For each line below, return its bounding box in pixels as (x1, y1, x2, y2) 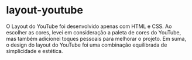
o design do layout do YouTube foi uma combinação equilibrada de (6, 41, 167, 48)
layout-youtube (6, 3, 84, 17)
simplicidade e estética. (6, 47, 63, 54)
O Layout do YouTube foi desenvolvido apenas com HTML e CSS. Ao (6, 23, 172, 30)
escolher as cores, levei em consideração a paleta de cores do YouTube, (6, 29, 181, 36)
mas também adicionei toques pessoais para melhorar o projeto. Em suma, (6, 35, 186, 42)
